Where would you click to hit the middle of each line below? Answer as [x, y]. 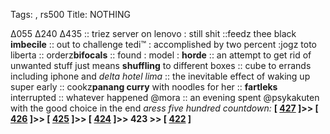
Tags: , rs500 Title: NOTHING [70, 14]
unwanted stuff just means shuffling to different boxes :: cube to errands [161, 65]
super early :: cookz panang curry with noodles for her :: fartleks [144, 87]
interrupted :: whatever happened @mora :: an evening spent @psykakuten [165, 97]
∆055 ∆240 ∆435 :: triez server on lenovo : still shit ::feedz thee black [153, 33]
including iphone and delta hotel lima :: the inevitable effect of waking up [160, 76]
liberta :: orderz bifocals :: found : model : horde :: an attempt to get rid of [161, 55]
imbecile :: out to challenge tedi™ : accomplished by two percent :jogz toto [163, 44]
